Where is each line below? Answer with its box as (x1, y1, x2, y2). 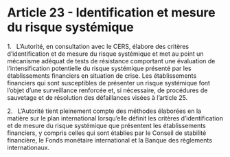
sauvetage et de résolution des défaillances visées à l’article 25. (7, 93, 188, 101)
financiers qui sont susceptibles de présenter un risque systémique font (7, 78, 211, 87)
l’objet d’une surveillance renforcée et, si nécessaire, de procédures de (7, 86, 208, 94)
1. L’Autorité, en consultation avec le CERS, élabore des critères (7, 42, 189, 50)
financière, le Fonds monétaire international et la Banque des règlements (7, 136, 213, 144)
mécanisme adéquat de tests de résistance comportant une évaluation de (7, 56, 216, 65)
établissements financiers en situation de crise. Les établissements (7, 71, 197, 80)
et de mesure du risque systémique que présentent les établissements (7, 121, 206, 129)
